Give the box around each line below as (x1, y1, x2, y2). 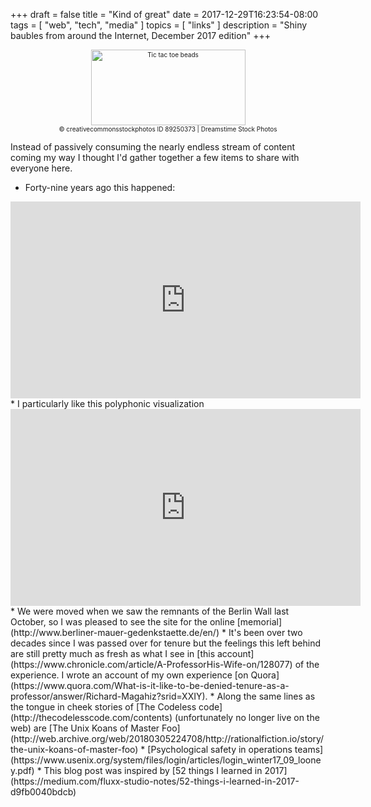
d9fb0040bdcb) (10, 786, 77, 798)
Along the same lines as (216, 690, 316, 702)
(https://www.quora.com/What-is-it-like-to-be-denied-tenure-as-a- (10, 680, 290, 691)
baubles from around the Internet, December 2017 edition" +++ (10, 30, 272, 41)
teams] (294, 744, 324, 755)
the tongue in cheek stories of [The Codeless (10, 701, 197, 713)
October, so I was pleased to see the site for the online (10, 616, 235, 628)
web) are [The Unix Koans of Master (10, 722, 160, 734)
